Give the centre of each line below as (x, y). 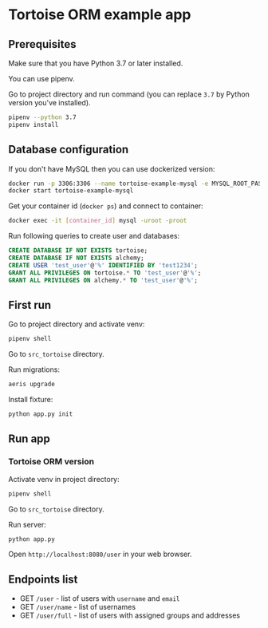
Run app (29, 439)
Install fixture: (31, 400)
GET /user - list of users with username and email (100, 598)
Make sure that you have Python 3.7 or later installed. (96, 63)
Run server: (27, 524)
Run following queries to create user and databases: (94, 236)
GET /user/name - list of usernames (78, 607)
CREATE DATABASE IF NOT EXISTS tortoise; (78, 251)
